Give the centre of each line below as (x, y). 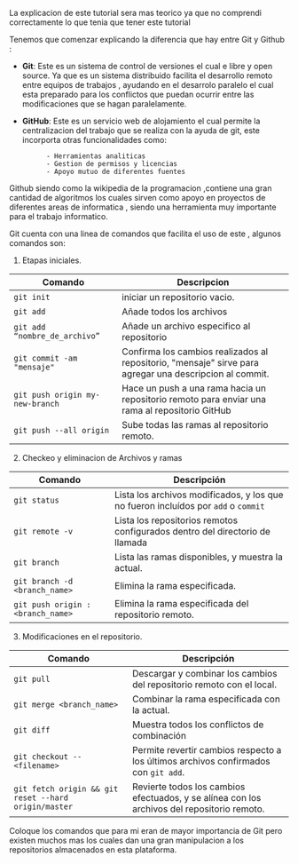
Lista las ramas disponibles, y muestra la (199, 557)
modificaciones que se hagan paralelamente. (104, 104)
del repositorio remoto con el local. (204, 685)
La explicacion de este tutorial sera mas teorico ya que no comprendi (136, 13)
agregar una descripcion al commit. (196, 374)
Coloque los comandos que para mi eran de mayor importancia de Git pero (146, 831)
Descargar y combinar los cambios (204, 674)
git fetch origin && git (66, 789)
